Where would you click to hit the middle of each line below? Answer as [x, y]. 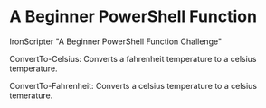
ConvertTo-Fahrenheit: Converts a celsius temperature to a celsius [133, 85]
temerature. [31, 95]
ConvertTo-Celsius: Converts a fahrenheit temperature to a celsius [133, 58]
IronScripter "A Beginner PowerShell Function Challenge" [116, 41]
